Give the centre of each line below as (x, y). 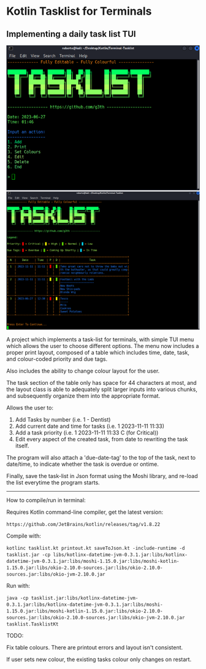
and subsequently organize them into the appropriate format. (83, 396)
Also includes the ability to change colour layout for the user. (83, 371)
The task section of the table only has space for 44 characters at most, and (102, 382)
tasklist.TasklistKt (33, 624)
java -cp (17, 598)
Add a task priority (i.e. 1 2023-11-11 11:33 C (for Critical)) (87, 432)
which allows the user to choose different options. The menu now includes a (103, 346)
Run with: (18, 586)
